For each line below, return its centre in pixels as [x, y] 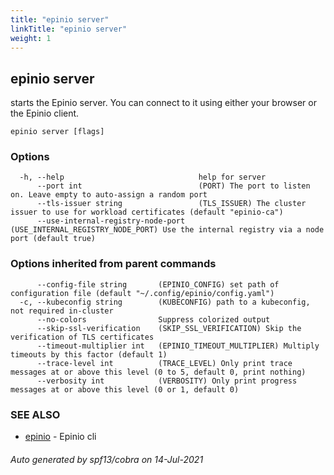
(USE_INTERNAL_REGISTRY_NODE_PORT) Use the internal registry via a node [167, 230]
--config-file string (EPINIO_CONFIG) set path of [158, 284]
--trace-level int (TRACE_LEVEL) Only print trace [164, 363]
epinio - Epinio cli [60, 437]
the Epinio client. [45, 113]
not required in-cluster [62, 311]
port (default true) [53, 239]
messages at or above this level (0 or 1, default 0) [125, 389]
